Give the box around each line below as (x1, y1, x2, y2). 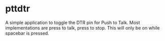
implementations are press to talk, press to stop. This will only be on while (5, 24, 160, 30)
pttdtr (5, 3, 30, 14)
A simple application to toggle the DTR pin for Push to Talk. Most (5, 19, 141, 25)
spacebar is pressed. (5, 30, 49, 36)
